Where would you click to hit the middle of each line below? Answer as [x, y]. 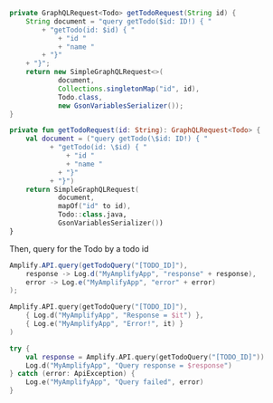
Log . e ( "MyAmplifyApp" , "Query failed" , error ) [115, 382]
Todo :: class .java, [92, 215]
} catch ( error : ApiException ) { [72, 374]
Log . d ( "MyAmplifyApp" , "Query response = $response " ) [129, 365]
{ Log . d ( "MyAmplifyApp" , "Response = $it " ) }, [115, 316]
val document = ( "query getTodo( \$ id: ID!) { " [117, 139]
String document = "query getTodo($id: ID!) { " [119, 21]
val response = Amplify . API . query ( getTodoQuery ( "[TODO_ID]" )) [145, 357]
